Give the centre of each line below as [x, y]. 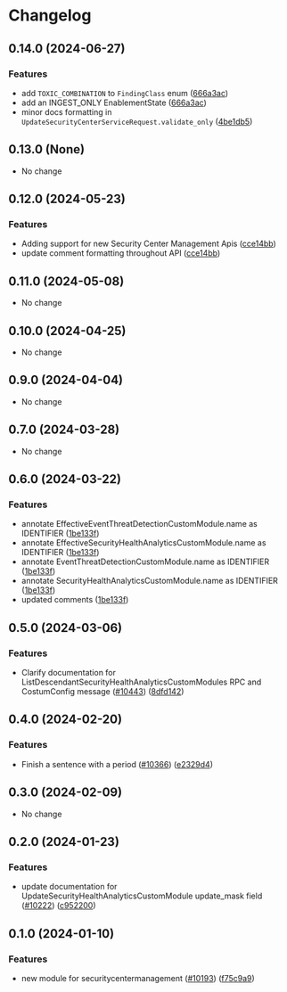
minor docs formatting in [66, 111]
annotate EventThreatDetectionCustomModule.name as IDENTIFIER [145, 562]
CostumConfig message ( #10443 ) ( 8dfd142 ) [102, 691]
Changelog [50, 16]
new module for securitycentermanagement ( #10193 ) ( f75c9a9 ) [138, 978]
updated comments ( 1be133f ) [75, 600]
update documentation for [69, 887]
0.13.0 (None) [47, 149]
